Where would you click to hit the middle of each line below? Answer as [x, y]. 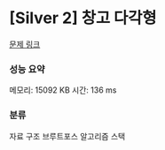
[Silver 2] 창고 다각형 [83, 18]
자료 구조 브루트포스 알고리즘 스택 [67, 136]
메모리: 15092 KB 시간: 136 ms [63, 90]
